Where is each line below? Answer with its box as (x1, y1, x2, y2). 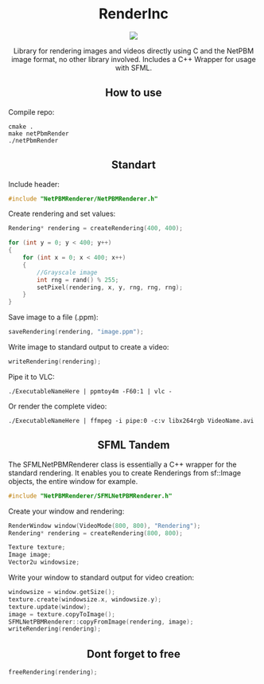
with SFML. (115, 63, 153, 72)
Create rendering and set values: (8, 209, 116, 219)
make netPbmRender (8, 129, 69, 138)
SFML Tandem (97, 439, 170, 452)
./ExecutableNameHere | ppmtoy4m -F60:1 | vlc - (8, 387, 173, 395)
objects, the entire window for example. (8, 476, 138, 486)
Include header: (8, 179, 60, 189)
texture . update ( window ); (8, 603, 91, 611)
